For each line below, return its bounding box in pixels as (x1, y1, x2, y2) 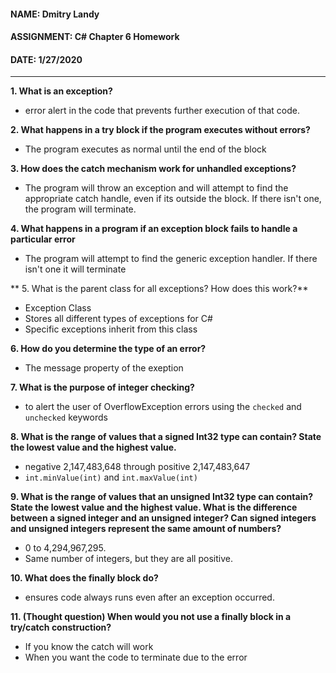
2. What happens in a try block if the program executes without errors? (10, 124, 311, 136)
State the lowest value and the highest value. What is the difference (10, 501, 298, 514)
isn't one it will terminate (24, 263, 127, 275)
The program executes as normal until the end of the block (24, 143, 267, 155)
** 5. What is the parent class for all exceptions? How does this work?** (10, 283, 309, 295)
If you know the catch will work (24, 641, 154, 653)
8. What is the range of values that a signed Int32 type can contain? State (10, 431, 322, 443)
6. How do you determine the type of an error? (10, 343, 207, 355)
